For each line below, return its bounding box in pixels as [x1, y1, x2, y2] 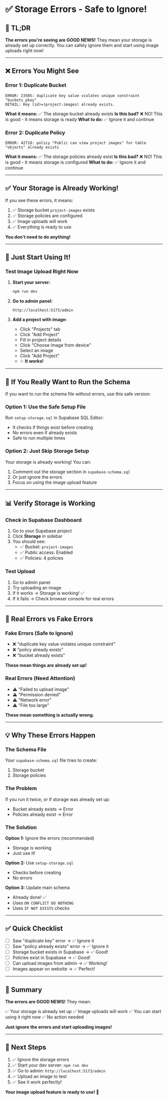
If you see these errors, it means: [5, 197, 73, 203]
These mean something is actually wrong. [5, 712, 94, 718]
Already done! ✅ [12, 894, 46, 900]
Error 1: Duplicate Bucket [5, 82, 66, 89]
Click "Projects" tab [19, 326, 61, 332]
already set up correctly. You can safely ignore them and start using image [5, 43, 159, 48]
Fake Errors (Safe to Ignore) [5, 630, 73, 637]
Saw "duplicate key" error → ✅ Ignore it [12, 937, 94, 943]
